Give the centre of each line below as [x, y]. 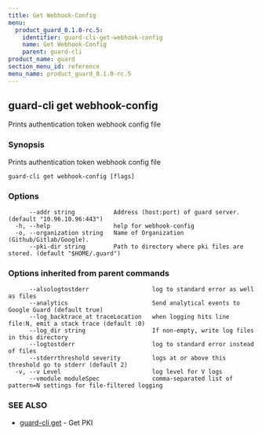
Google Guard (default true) [56, 310]
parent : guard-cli [52, 52]
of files [22, 351]
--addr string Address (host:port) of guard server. [135, 213]
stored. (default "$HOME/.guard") [65, 254]
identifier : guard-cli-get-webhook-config [93, 37]
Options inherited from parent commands [89, 273]
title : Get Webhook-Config [52, 15]
